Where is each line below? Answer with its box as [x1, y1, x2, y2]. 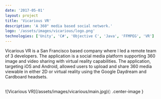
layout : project [5, 13, 38, 18]
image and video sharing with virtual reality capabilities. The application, [5, 58, 151, 64]
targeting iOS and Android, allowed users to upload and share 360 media [5, 64, 152, 69]
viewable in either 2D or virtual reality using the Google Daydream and [5, 69, 147, 74]
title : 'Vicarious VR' [5, 18, 51, 23]
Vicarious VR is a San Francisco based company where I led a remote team [5, 48, 157, 53]
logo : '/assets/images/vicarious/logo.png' [5, 28, 95, 34]
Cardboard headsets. [5, 74, 48, 79]
